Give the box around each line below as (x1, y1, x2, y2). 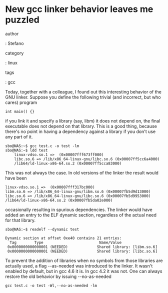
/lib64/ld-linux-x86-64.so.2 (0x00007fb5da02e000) (5, 197, 113, 203)
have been (5, 175, 27, 181)
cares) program (5, 99, 37, 105)
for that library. (5, 217, 36, 223)
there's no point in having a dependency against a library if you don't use (5, 128, 156, 134)
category (5, 50, 24, 56)
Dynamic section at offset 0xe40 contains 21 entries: (5, 235, 122, 240)
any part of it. (5, 133, 33, 139)
